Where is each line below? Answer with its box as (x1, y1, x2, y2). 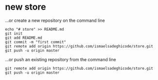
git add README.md (5, 35, 42, 40)
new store (5, 1, 46, 13)
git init (5, 31, 23, 36)
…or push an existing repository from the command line (5, 56, 116, 62)
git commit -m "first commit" (5, 39, 67, 45)
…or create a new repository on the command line (5, 17, 105, 23)
